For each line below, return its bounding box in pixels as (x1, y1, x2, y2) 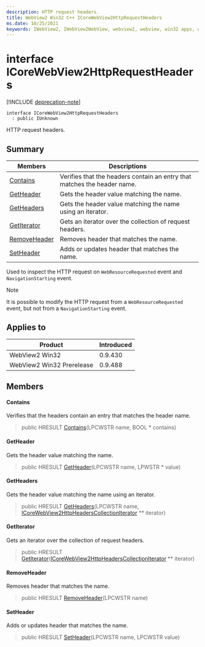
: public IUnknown (12, 115, 59, 122)
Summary (6, 144, 45, 154)
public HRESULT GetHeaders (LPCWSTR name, (21, 502, 139, 510)
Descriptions (109, 162, 147, 170)
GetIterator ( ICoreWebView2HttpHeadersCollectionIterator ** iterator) (21, 555, 195, 562)
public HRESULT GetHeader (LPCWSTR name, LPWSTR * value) (21, 463, 181, 471)
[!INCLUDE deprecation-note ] (6, 98, 81, 106)
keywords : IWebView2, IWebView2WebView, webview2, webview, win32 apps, (6, 26, 195, 32)
